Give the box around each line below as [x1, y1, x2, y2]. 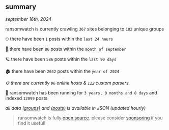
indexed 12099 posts [5, 95, 48, 101]
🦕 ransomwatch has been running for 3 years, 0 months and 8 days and [5, 89, 157, 95]
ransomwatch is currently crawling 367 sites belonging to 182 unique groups [5, 26, 164, 32]
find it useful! [17, 120, 46, 126]
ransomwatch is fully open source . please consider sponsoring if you [17, 115, 163, 121]
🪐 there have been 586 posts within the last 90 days [5, 56, 117, 62]
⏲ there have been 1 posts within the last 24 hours [5, 36, 114, 42]
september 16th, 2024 [5, 16, 52, 22]
